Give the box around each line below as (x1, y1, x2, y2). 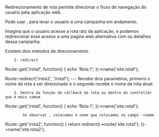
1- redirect (14, 58, 38, 63)
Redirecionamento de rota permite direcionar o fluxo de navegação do (5, 4, 147, 10)
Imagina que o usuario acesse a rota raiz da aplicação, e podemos (5, 28, 139, 34)
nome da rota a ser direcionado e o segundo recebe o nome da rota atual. (5, 81, 154, 87)
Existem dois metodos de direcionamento (5, 48, 89, 54)
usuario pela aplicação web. (5, 9, 62, 15)
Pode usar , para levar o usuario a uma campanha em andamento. (5, 19, 138, 24)
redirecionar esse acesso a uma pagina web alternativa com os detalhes (5, 34, 151, 39)
